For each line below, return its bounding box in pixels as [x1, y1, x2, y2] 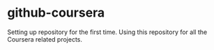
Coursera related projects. [7, 35, 82, 43]
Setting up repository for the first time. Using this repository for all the [7, 28, 208, 36]
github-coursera [7, 5, 105, 21]
